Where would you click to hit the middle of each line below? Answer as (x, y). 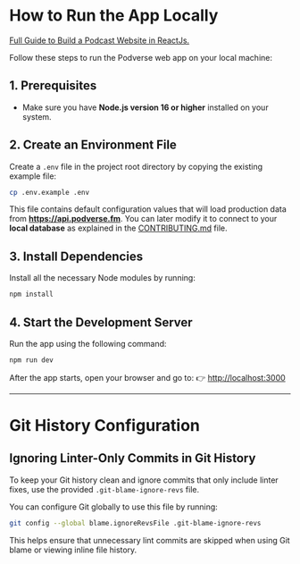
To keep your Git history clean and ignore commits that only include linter (144, 480)
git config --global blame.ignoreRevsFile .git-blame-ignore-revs (135, 523)
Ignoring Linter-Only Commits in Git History (133, 458)
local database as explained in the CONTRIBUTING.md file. (118, 228)
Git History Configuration (105, 425)
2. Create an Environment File (93, 145)
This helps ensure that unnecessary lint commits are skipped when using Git (150, 540)
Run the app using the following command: (88, 343)
